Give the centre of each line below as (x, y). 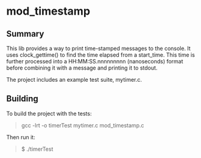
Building (22, 99)
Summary (25, 34)
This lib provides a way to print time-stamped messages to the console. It (98, 48)
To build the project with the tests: (49, 113)
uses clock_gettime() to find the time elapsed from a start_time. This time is (100, 55)
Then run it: (21, 137)
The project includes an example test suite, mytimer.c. (74, 80)
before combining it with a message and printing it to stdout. (82, 68)
